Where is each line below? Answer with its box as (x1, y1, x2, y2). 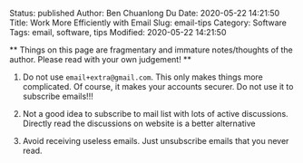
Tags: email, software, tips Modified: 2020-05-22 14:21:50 (9, 27, 227, 37)
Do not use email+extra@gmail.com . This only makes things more (22, 72, 263, 82)
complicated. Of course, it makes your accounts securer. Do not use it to (22, 81, 294, 91)
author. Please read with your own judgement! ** (9, 54, 192, 64)
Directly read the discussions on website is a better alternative (22, 118, 256, 129)
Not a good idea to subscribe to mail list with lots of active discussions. (22, 109, 288, 119)
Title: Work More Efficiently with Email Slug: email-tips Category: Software (9, 17, 288, 28)
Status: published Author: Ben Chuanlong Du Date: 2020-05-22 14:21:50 (9, 8, 280, 18)
